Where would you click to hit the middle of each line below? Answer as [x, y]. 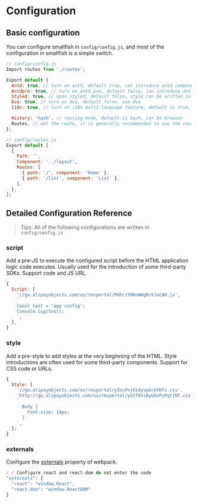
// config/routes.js [32, 140]
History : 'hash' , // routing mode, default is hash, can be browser [97, 118]
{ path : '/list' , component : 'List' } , [70, 178]
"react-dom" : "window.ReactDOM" [51, 489]
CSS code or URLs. [29, 368]
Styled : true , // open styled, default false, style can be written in [101, 97]
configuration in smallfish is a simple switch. [60, 53]
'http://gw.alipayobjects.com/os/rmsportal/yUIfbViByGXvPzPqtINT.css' [105, 396]
